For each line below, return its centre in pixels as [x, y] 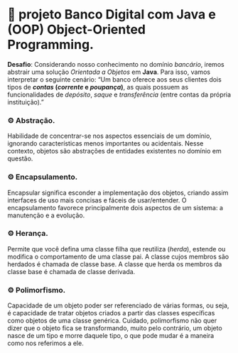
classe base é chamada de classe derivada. [71, 271]
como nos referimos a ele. [45, 343]
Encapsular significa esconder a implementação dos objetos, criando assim [118, 192]
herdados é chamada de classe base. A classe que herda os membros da [115, 264]
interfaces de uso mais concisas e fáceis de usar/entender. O [97, 200]
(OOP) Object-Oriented [76, 29]
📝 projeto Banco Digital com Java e [112, 15]
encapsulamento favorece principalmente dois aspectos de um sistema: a [115, 207]
